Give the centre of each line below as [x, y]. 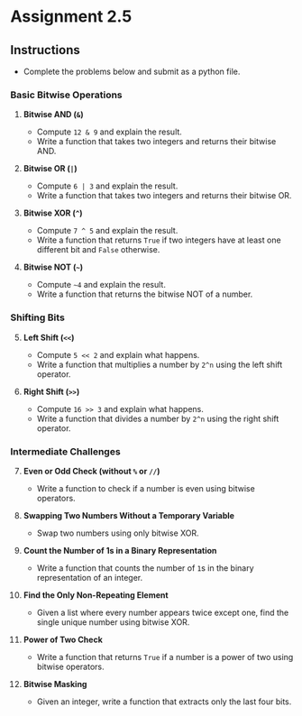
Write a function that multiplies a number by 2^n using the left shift [160, 364]
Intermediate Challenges [65, 451]
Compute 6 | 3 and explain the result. [107, 186]
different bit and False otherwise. [98, 250]
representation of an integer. [90, 577]
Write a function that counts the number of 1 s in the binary [146, 568]
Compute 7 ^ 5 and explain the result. [107, 231]
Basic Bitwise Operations [66, 95]
